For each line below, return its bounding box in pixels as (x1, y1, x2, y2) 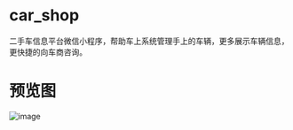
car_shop (9, 5, 80, 26)
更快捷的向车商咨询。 (9, 46, 87, 57)
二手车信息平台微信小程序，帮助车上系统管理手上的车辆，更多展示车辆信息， (9, 35, 289, 46)
